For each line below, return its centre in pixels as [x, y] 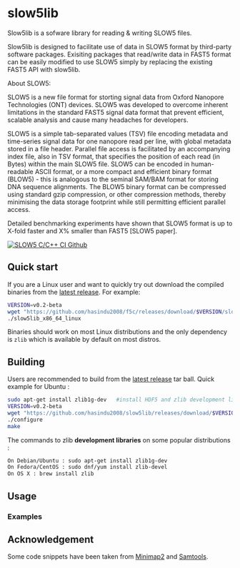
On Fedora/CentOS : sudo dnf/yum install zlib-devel [87, 467]
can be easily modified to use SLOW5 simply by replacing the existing [110, 61]
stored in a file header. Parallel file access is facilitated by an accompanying [119, 148]
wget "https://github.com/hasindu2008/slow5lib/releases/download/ [110, 413]
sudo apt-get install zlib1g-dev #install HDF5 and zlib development [116, 400]
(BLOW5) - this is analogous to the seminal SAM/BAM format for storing [113, 179]
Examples [25, 517]
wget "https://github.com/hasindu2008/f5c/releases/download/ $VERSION [115, 312]
